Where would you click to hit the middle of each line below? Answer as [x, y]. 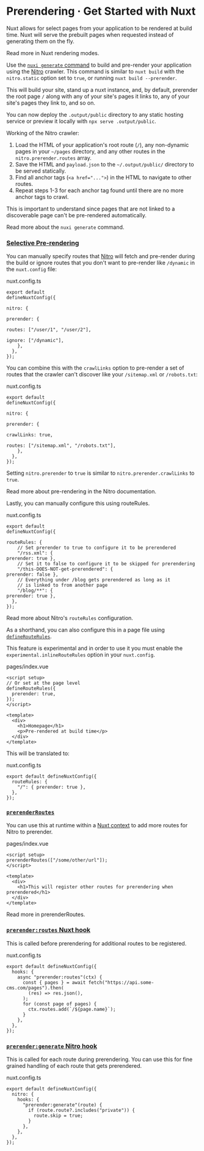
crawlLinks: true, [30, 435]
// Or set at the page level [43, 684]
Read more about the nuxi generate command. [65, 227]
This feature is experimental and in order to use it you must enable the [95, 648]
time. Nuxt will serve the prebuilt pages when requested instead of [90, 34]
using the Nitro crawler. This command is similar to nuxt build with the [95, 71]
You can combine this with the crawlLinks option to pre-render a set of [95, 368]
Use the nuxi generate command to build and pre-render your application [99, 65]
